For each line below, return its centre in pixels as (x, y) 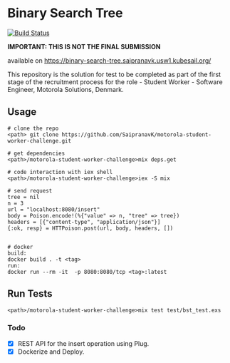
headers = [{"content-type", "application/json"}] (84, 222)
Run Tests (30, 294)
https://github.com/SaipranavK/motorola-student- (137, 134)
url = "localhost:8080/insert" (54, 209)
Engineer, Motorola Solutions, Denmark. (66, 89)
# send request (30, 190)
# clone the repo (33, 128)
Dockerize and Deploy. (51, 352)
